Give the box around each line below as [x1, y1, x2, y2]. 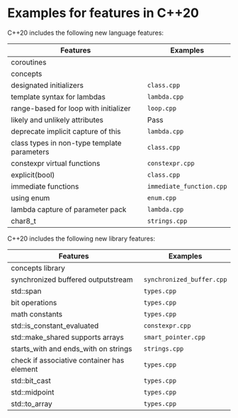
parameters [11, 147, 50, 157]
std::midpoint [11, 387, 55, 397]
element [11, 364, 38, 374]
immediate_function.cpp [147, 182, 227, 190]
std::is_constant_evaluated [11, 321, 99, 331]
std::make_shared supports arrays [11, 332, 124, 342]
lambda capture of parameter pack [11, 204, 127, 214]
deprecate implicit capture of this [11, 126, 121, 136]
